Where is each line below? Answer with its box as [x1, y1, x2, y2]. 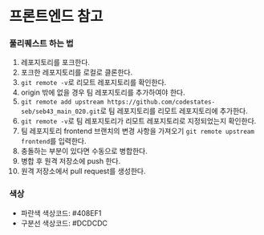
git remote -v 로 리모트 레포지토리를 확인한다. [20, 78, 167, 87]
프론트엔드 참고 [9, 7, 104, 26]
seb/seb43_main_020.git [20, 107, 101, 116]
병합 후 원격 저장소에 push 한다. [20, 156, 121, 166]
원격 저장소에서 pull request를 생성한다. [20, 166, 146, 176]
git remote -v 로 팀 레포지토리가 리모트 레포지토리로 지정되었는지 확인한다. [20, 116, 257, 126]
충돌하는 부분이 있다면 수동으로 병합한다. [20, 146, 148, 156]
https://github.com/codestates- [107, 98, 216, 107]
